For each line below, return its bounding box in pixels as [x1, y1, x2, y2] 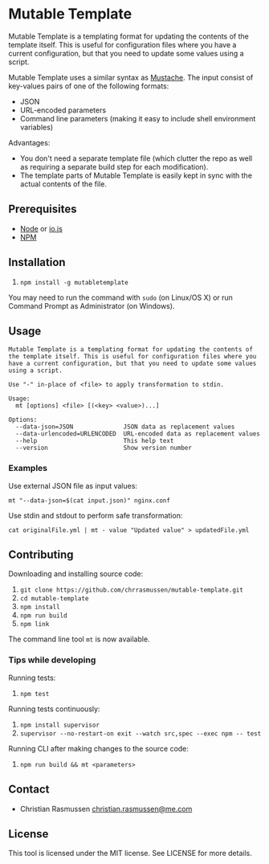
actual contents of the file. [19, 178, 107, 189]
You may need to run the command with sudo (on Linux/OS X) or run [8, 293, 233, 302]
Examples [8, 463, 48, 474]
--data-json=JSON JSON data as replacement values [15, 423, 235, 431]
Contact [8, 783, 50, 796]
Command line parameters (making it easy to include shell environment [19, 113, 256, 123]
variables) [19, 122, 54, 132]
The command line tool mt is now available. [8, 634, 150, 644]
